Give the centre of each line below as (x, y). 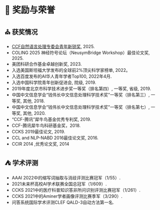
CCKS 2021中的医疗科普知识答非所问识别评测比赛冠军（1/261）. (76, 190)
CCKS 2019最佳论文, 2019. (38, 132)
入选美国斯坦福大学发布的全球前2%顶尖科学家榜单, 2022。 (71, 70)
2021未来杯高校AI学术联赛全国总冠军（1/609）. (59, 184)
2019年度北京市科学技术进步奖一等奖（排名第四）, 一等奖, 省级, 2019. (81, 89)
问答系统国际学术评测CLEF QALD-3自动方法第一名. (63, 202)
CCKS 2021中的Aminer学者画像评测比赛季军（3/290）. (67, 196)
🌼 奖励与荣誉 (30, 10)
